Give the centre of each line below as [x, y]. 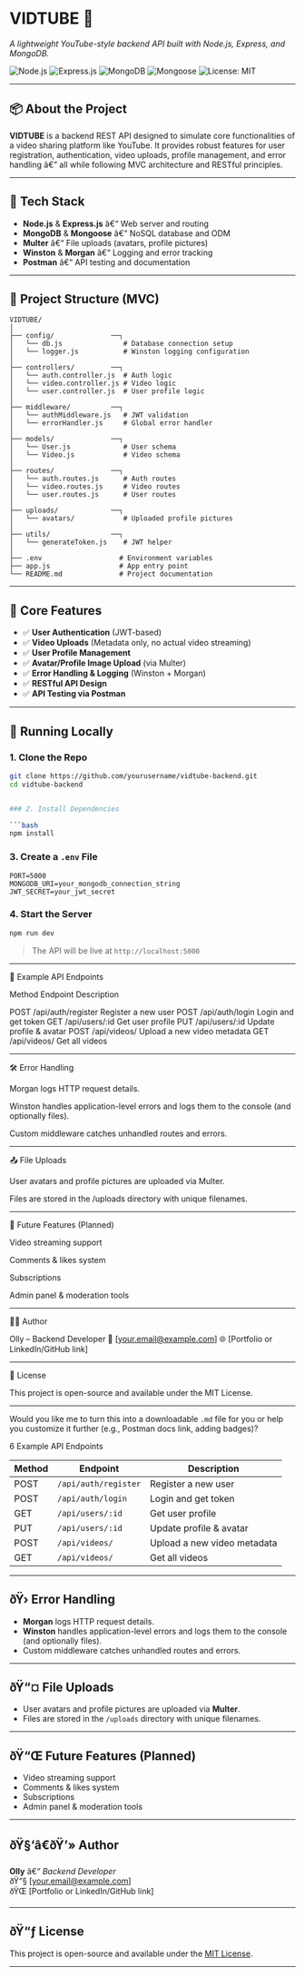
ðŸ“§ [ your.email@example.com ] [70, 1881]
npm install [32, 834]
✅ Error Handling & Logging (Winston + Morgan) [114, 673]
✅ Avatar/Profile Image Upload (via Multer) [104, 663]
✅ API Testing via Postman [74, 694]
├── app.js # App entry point [99, 567]
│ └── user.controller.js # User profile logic [107, 391]
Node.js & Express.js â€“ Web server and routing [115, 223]
